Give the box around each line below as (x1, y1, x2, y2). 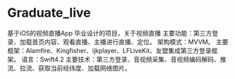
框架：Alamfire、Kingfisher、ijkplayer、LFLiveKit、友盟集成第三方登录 (7, 46, 212, 55)
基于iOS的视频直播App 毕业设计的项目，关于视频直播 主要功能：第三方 (7, 29, 212, 37)
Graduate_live (7, 5, 91, 21)
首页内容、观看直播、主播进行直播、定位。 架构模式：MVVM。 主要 (31, 37, 229, 46)
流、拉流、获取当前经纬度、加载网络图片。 (7, 64, 131, 72)
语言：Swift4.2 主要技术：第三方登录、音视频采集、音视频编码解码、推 (20, 55, 227, 64)
